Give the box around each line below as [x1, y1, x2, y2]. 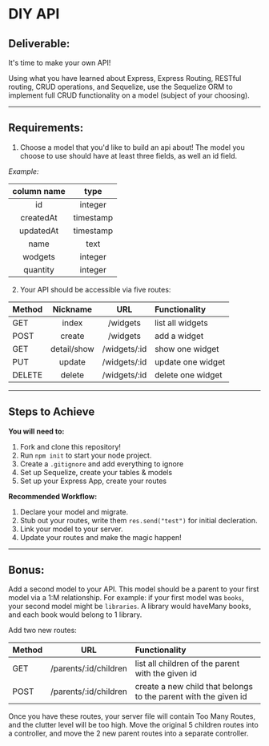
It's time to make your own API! [8, 58, 111, 67]
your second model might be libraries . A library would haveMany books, [8, 602, 251, 611]
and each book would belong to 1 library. [8, 610, 143, 619]
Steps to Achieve [8, 405, 95, 419]
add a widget [155, 330, 204, 341]
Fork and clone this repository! [19, 442, 122, 451]
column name [12, 185, 66, 196]
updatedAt [18, 225, 58, 236]
